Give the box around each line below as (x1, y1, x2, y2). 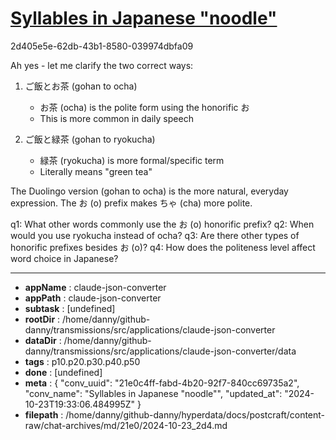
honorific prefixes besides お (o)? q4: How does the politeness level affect (10, 241, 316, 253)
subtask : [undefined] (24, 302, 116, 314)
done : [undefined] (24, 366, 103, 378)
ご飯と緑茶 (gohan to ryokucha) (24, 133, 156, 145)
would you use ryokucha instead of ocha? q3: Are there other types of (10, 229, 300, 241)
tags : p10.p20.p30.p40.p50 (24, 355, 141, 367)
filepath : (24, 408, 64, 421)
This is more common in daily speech (39, 112, 194, 124)
